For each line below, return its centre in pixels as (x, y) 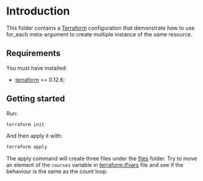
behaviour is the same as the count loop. (57, 171)
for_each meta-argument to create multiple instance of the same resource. (99, 34)
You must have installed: (37, 68)
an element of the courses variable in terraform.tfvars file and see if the (95, 165)
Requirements (33, 54)
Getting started (36, 99)
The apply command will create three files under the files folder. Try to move (102, 159)
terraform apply (27, 147)
